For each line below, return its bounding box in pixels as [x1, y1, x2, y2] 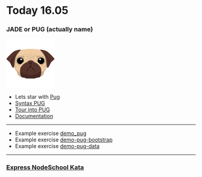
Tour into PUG [14, 106, 50, 113]
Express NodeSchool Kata [6, 163, 84, 172]
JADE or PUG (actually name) [6, 25, 93, 34]
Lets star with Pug [14, 93, 60, 101]
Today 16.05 [6, 4, 69, 17]
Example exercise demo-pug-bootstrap [14, 136, 113, 143]
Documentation [14, 113, 54, 120]
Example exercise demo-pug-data [14, 143, 100, 150]
